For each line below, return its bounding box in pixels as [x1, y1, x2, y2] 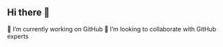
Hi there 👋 [7, 7, 50, 18]
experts [7, 32, 29, 40]
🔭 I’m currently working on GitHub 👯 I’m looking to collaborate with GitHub [7, 25, 216, 33]
